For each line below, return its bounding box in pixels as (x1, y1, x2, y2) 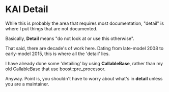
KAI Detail (5, 4, 48, 15)
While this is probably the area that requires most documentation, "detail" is (5, 20, 164, 26)
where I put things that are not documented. (5, 25, 98, 31)
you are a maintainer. (5, 81, 49, 87)
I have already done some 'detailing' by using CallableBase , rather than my (5, 60, 163, 66)
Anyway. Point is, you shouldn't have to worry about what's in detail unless (5, 75, 163, 81)
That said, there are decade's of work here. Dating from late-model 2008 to (5, 45, 164, 51)
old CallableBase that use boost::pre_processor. (5, 66, 106, 72)
